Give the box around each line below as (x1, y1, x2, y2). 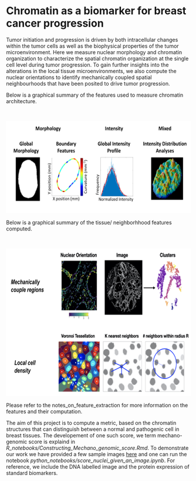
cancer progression (6, 17, 104, 30)
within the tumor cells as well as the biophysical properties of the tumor (6, 42, 179, 50)
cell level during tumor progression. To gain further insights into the (6, 61, 169, 68)
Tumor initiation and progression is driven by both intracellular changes (6, 36, 178, 43)
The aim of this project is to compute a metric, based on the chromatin (6, 419, 177, 426)
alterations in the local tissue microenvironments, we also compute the (6, 67, 177, 74)
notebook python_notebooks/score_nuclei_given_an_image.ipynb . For (6, 457, 175, 464)
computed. (6, 225, 32, 232)
